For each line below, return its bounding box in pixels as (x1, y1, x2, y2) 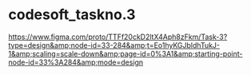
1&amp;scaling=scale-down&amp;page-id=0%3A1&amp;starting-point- (8, 49, 243, 58)
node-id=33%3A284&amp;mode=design (8, 57, 144, 67)
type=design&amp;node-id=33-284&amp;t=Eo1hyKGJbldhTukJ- (8, 40, 221, 49)
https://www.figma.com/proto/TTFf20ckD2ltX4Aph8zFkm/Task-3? (8, 32, 228, 41)
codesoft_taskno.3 (8, 6, 136, 24)
